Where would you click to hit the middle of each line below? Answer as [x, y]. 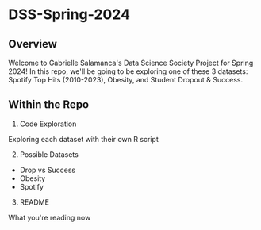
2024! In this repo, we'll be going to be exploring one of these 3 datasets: [128, 71]
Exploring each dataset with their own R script [83, 139]
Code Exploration [48, 124]
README [35, 202]
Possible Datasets [49, 154]
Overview [33, 44]
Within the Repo [49, 105]
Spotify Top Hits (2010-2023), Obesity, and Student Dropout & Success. [126, 80]
